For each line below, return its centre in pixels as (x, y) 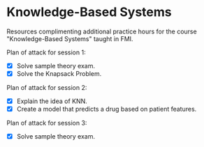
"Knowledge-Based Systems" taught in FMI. (70, 38)
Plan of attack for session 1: (46, 52)
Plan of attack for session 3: (47, 123)
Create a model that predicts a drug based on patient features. (107, 109)
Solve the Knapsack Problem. (59, 73)
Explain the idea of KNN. (52, 101)
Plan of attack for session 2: (47, 88)
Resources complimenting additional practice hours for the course (102, 31)
